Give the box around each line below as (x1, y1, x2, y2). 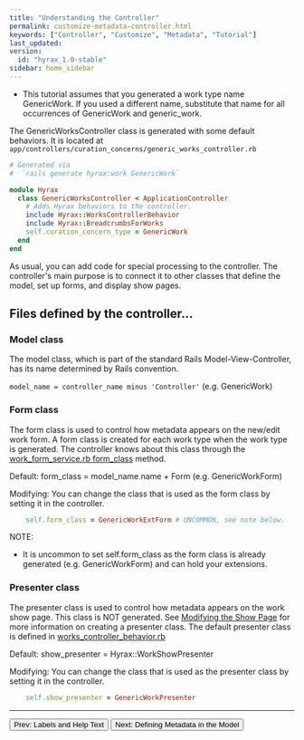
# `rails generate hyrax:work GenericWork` (9, 168, 180, 178)
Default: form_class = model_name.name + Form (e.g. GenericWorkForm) (9, 470, 283, 481)
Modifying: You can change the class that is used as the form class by (9, 488, 271, 499)
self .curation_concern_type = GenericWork (25, 227, 188, 236)
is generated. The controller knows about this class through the (9, 443, 246, 454)
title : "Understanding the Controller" (9, 13, 160, 23)
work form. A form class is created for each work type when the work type (9, 434, 288, 445)
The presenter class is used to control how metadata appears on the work (9, 601, 285, 612)
